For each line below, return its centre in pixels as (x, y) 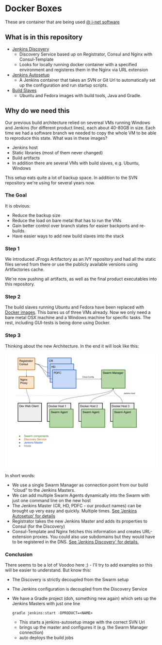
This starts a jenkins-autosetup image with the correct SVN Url (82, 622)
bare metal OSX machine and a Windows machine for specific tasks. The (78, 318)
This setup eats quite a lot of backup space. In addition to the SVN (71, 178)
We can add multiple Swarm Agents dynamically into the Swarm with (81, 495)
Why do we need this (37, 111)
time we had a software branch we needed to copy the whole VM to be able (81, 133)
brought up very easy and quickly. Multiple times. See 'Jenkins (74, 511)
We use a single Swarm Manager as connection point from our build (80, 485)
